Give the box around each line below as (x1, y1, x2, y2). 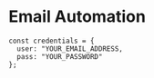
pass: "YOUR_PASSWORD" (16, 52, 103, 61)
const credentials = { (8, 36, 95, 45)
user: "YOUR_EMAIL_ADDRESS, (16, 44, 124, 54)
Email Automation (8, 6, 147, 27)
